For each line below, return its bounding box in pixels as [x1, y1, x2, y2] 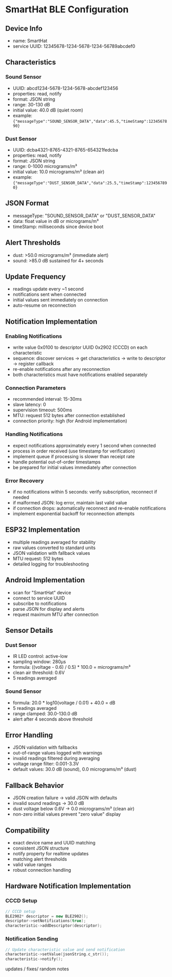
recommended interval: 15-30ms [12, 396, 82, 402]
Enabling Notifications [5, 332, 63, 340]
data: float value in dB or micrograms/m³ [12, 218, 99, 224]
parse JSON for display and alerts [12, 606, 85, 612]
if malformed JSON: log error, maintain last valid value [12, 500, 127, 505]
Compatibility [5, 826, 50, 835]
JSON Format [5, 199, 49, 208]
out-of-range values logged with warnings [12, 750, 103, 756]
